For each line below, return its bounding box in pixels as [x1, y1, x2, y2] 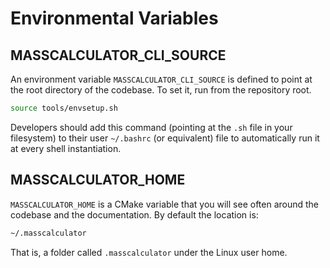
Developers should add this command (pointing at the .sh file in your [10, 121, 293, 133]
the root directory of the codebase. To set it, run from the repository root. [10, 84, 312, 96]
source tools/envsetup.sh [10, 103, 118, 113]
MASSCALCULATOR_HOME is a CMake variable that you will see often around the [10, 198, 320, 210]
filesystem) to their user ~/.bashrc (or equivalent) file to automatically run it [10, 132, 320, 144]
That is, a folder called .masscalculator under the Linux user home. [10, 246, 288, 258]
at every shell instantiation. [10, 142, 122, 154]
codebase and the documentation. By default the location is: [10, 208, 259, 221]
